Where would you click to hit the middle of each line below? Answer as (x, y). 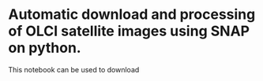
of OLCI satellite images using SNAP (129, 31)
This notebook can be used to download (74, 69)
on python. (45, 48)
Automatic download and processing (132, 15)
